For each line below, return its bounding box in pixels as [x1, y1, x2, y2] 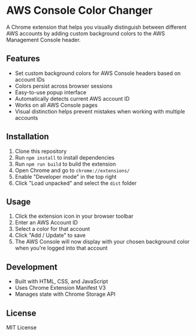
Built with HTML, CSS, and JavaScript [14, 278, 108, 285]
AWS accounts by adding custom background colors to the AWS [6, 29, 165, 37]
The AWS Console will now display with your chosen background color [14, 238, 190, 245]
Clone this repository [14, 148, 67, 155]
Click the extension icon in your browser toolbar [14, 212, 134, 220]
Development [6, 262, 58, 272]
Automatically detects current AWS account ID [14, 95, 130, 102]
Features [6, 53, 40, 64]
